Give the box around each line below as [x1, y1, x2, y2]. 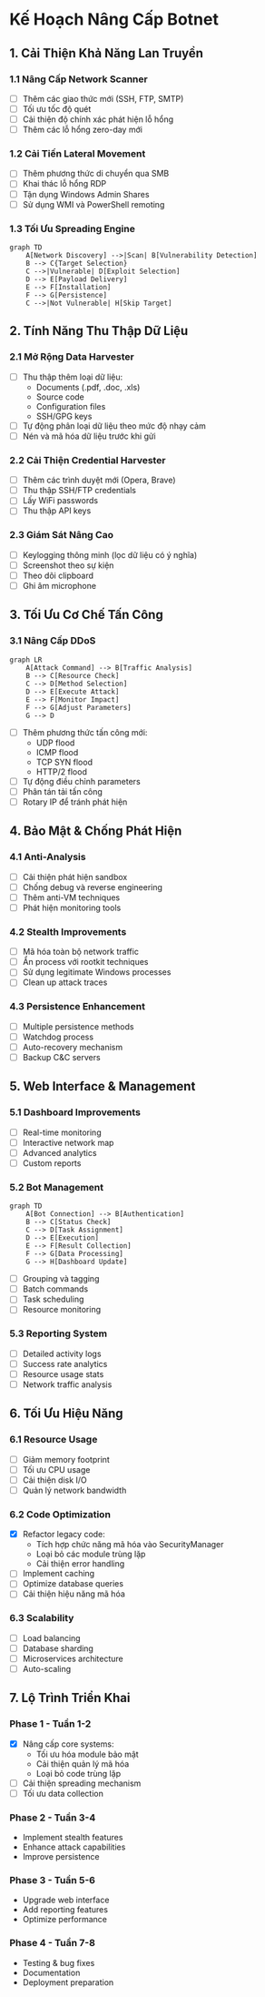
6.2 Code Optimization [9, 1507, 112, 1520]
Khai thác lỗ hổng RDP [22, 178, 107, 189]
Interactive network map [22, 1137, 114, 1148]
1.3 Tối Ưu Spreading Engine [9, 222, 136, 235]
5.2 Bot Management [9, 1181, 104, 1193]
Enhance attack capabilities [22, 1841, 126, 1852]
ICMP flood [35, 746, 79, 757]
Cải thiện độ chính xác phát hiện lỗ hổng [22, 114, 174, 125]
